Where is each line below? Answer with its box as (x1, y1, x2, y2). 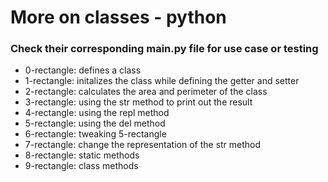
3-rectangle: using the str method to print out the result (24, 96, 253, 108)
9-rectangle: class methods (24, 160, 139, 172)
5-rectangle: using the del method (24, 117, 166, 130)
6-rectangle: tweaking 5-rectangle (24, 128, 167, 140)
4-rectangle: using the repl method (24, 107, 170, 119)
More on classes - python (10, 6, 227, 29)
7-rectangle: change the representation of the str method (24, 139, 262, 151)
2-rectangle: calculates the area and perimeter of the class (24, 86, 268, 98)
